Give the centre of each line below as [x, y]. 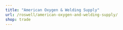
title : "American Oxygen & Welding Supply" [53, 10]
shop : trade [18, 19]
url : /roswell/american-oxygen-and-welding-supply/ [61, 15]
